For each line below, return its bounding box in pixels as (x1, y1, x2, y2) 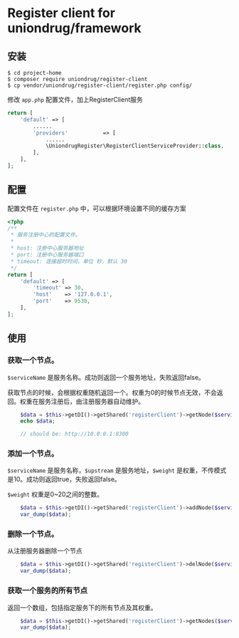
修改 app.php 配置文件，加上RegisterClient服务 (7, 95, 144, 104)
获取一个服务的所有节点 (7, 585, 87, 595)
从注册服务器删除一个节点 (7, 546, 83, 555)
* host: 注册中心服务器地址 (10, 245, 84, 252)
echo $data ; (20, 418, 55, 425)
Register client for (7, 5, 116, 21)
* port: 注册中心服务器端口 (10, 251, 84, 259)
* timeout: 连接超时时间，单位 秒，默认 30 (10, 257, 128, 265)
